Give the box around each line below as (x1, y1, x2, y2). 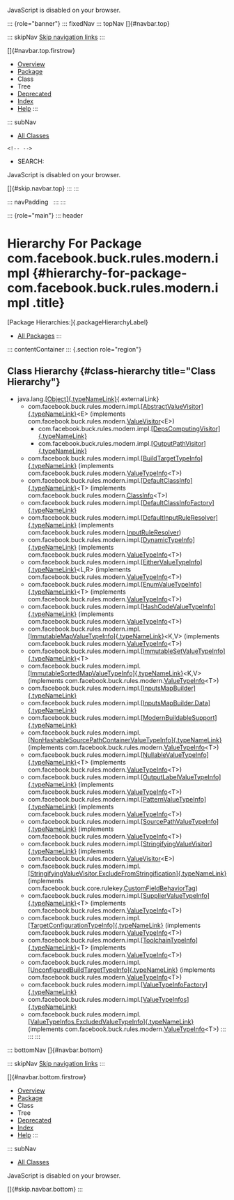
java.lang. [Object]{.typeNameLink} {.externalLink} (17, 394, 159, 403)
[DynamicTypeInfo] (140, 535, 195, 543)
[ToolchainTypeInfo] (140, 936, 198, 944)
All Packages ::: (17, 331, 62, 340)
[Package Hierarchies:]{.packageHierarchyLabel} (7, 317, 148, 327)
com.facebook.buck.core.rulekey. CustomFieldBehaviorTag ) (27, 884, 198, 892)
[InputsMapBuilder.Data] (140, 698, 211, 707)
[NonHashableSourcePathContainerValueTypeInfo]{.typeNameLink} (27, 735, 222, 744)
